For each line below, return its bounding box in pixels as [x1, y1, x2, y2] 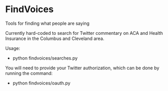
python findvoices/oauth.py [12, 80, 71, 86]
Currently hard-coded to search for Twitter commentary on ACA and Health [5, 30, 163, 36]
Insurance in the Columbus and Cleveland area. [5, 35, 105, 41]
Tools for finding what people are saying [5, 20, 90, 26]
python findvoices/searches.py [12, 55, 78, 61]
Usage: [5, 45, 20, 51]
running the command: [5, 70, 53, 76]
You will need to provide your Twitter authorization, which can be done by [5, 65, 160, 71]
